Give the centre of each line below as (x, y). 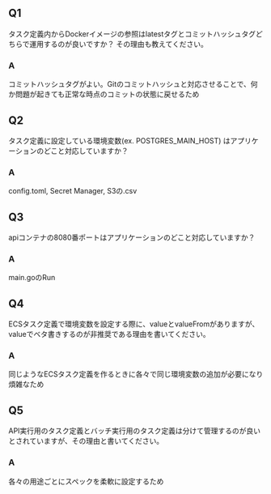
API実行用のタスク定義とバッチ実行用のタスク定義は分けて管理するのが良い (135, 431)
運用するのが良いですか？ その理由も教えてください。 (119, 44)
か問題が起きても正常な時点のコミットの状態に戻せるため (104, 94)
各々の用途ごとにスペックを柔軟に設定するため (86, 481)
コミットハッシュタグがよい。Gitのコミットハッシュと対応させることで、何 (133, 84)
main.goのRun (32, 278)
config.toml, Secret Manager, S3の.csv (73, 191)
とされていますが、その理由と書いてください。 (86, 441)
